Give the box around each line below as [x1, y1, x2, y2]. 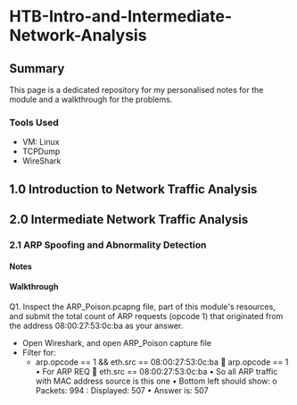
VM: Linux [21, 137, 60, 148]
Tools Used [9, 116, 60, 129]
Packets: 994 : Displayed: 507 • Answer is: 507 [35, 384, 209, 395]
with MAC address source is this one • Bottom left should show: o [35, 375, 278, 386]
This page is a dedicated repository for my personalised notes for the [9, 85, 264, 95]
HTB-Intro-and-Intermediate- [9, 6, 233, 27]
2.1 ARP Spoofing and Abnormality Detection [9, 239, 207, 251]
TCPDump [21, 146, 61, 157]
